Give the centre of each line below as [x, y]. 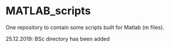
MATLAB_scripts [48, 11]
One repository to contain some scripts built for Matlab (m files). [85, 27]
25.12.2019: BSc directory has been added [58, 39]
